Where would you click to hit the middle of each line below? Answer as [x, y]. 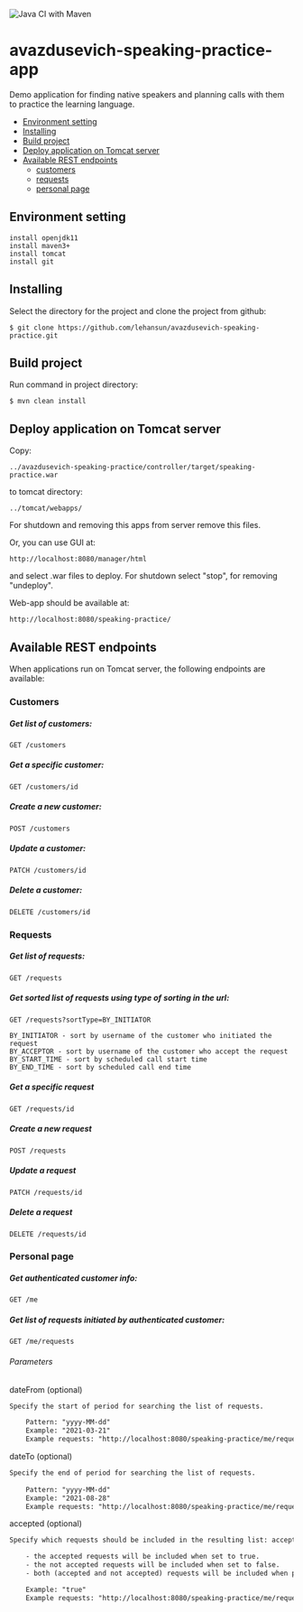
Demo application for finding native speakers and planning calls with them [147, 94]
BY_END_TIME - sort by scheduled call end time [101, 1067]
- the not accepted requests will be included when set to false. [153, 1565]
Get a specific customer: [57, 765]
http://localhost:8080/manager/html [78, 560]
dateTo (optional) [41, 1457]
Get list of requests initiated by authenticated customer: [117, 1320]
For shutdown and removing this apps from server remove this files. [135, 525]
